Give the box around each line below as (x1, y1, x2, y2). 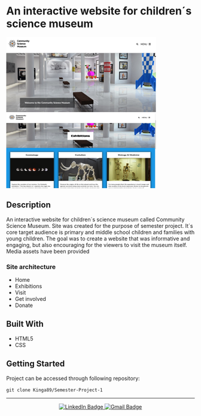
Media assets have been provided (6, 248, 90, 255)
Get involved (14, 296, 47, 303)
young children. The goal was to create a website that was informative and (6, 235, 190, 242)
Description (6, 200, 51, 210)
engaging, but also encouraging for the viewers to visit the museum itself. (6, 241, 187, 248)
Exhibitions (14, 283, 42, 290)
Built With (6, 319, 44, 329)
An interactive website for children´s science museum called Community (6, 216, 185, 223)
